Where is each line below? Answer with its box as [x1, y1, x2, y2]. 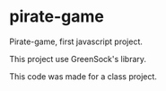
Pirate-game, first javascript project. [9, 36, 144, 47]
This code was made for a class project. [9, 70, 157, 82]
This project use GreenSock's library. [9, 53, 146, 64]
